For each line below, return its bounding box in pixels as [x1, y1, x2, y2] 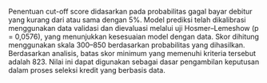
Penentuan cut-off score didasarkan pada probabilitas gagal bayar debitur [8, 7, 253, 16]
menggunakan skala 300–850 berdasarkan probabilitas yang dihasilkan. [8, 40, 245, 50]
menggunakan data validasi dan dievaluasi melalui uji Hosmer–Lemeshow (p [8, 24, 259, 32]
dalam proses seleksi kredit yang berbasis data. [8, 66, 165, 74]
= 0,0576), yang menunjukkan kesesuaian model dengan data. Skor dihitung [8, 32, 260, 41]
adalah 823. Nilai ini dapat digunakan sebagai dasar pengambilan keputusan [8, 57, 260, 66]
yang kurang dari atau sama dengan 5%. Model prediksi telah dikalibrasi [8, 15, 246, 25]
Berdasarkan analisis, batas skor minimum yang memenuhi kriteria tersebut [8, 49, 257, 58]
